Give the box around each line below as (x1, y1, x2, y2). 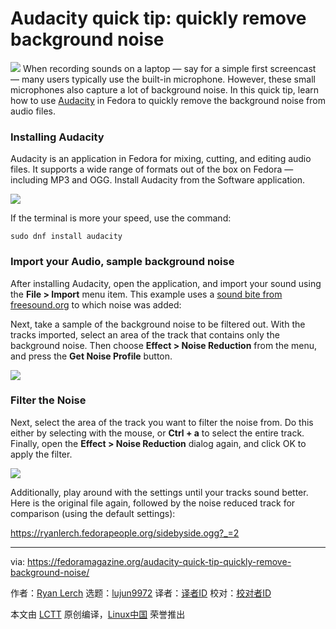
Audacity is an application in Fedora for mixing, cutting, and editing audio (10, 153, 312, 165)
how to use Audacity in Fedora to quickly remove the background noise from (10, 94, 326, 106)
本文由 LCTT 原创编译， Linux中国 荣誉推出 (10, 608, 186, 620)
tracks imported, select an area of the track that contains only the (10, 328, 280, 341)
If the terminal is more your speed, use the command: (10, 212, 232, 224)
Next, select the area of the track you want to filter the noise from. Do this (10, 416, 314, 428)
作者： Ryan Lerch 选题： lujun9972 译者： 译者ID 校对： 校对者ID (10, 587, 272, 599)
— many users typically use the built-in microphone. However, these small (10, 73, 316, 85)
